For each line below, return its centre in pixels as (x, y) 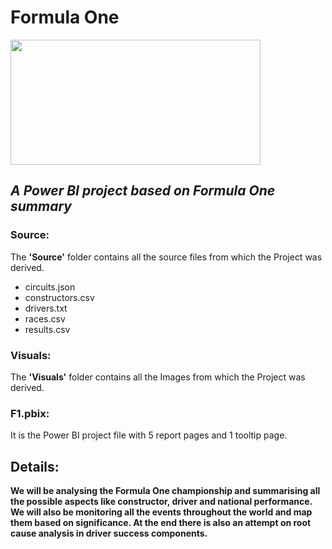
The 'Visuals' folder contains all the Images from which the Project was (158, 377)
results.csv (47, 329)
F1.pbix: (30, 413)
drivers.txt (46, 308)
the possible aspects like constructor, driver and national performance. (161, 502)
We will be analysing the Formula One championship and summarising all (165, 491)
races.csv (45, 318)
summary (41, 206)
